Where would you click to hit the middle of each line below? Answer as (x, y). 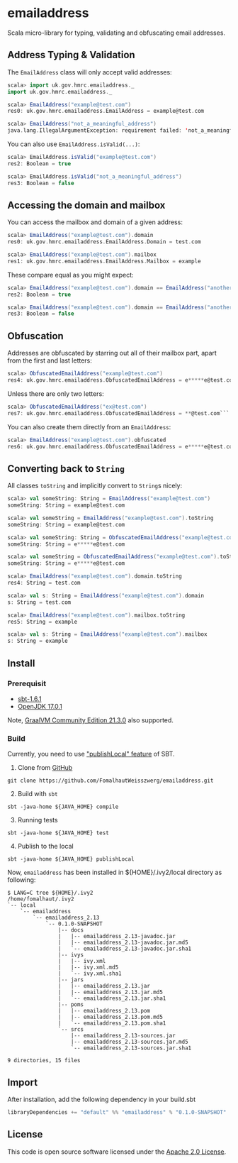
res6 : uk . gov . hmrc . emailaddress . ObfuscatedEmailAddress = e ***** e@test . (117, 446)
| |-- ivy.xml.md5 (88, 968)
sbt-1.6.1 (29, 699)
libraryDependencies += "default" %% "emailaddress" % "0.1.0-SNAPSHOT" (117, 1112)
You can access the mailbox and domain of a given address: (95, 222)
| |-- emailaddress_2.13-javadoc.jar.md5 (123, 943)
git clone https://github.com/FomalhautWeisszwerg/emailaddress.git (110, 781)
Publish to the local (45, 847)
